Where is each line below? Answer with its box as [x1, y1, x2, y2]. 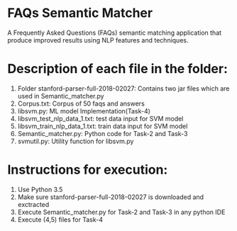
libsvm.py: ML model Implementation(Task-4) [17, 106, 151, 115]
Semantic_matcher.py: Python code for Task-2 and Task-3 [17, 129, 188, 137]
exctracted [17, 200, 50, 208]
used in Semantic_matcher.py [17, 91, 104, 100]
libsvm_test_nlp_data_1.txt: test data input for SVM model [17, 114, 184, 123]
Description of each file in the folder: [7, 61, 228, 77]
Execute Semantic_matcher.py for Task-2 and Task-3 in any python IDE [17, 208, 226, 216]
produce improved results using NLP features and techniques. [7, 35, 189, 44]
